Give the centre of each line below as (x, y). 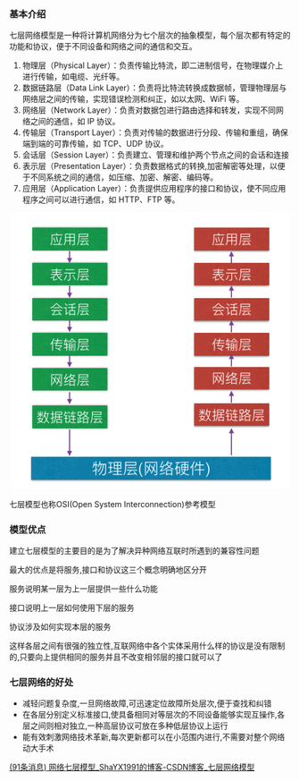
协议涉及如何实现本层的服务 (60, 627)
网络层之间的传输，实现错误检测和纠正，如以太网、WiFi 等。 (133, 99)
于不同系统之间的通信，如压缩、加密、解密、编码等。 (120, 177)
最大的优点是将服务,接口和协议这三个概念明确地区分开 (108, 570)
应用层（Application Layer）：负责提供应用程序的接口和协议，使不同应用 (154, 189)
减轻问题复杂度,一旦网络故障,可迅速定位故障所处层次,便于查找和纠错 (147, 703)
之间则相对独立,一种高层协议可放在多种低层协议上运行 (129, 726)
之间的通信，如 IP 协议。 (75, 122)
